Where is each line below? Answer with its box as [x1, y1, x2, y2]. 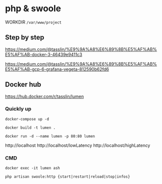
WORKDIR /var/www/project [5, 19, 62, 25]
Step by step [5, 33, 45, 42]
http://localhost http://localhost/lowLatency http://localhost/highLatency [5, 142, 150, 148]
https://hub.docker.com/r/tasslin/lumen [5, 93, 84, 99]
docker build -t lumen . [5, 125, 56, 130]
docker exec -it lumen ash [5, 166, 60, 171]
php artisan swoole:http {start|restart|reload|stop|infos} [5, 174, 131, 179]
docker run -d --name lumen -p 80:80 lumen [5, 134, 95, 138]
